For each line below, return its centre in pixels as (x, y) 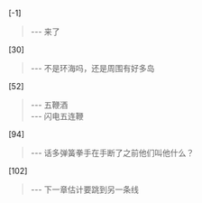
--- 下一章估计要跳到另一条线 (85, 189)
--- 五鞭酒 (49, 105)
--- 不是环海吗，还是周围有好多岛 (92, 68)
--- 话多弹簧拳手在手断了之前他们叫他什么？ (112, 153)
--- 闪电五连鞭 (57, 116)
